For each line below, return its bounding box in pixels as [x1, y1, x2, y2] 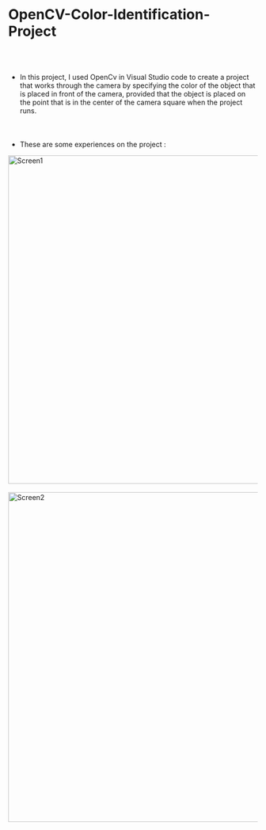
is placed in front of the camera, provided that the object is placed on [19, 89, 246, 98]
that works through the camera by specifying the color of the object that [19, 81, 256, 90]
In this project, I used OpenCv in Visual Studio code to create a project [19, 72, 249, 81]
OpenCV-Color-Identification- [8, 6, 211, 24]
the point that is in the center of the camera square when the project [19, 97, 243, 107]
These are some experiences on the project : [19, 139, 166, 149]
